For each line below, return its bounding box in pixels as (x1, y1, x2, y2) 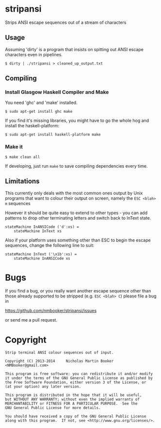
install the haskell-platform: (5, 123, 60, 129)
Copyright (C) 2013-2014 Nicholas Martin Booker (5, 359, 114, 364)
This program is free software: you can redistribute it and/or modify (5, 372, 153, 377)
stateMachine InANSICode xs (14, 256, 70, 261)
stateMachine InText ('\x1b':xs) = (5, 252, 77, 257)
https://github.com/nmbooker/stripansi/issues (5, 308, 97, 314)
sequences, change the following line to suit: (5, 242, 95, 248)
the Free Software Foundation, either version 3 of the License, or (5, 380, 146, 385)
